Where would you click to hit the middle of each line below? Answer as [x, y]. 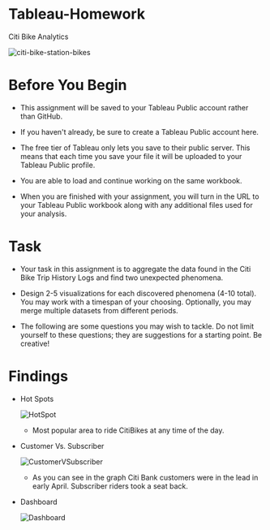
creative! [35, 343]
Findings [39, 376]
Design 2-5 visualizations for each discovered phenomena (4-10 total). [138, 293]
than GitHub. [41, 116]
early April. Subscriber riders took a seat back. [110, 486]
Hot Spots [37, 399]
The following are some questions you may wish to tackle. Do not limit [137, 326]
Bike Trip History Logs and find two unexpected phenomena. [122, 278]
